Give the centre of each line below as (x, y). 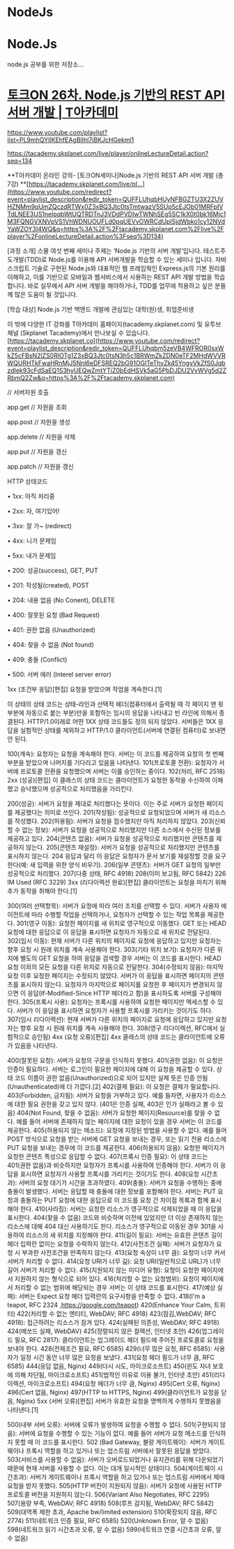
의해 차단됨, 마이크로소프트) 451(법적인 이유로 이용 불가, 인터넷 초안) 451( (114, 1375)
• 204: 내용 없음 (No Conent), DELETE (61, 600)
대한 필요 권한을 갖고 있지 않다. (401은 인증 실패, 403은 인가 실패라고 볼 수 (115, 1104)
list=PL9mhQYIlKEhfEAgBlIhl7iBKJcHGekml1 (71, 140)
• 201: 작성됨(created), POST (48, 586)
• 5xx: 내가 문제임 (32, 555)
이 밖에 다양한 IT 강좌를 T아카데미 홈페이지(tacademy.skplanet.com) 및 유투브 (114, 324)
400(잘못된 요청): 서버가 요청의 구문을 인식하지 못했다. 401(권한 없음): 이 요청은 (115, 1061)
